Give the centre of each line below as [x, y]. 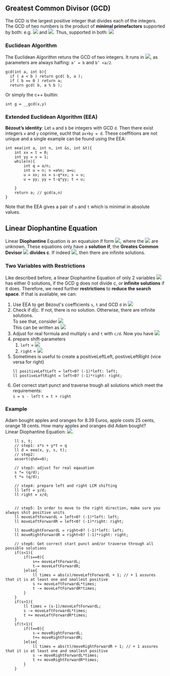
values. [13, 212]
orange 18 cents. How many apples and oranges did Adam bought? [76, 425]
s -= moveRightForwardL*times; [66, 655]
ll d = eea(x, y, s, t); [41, 450]
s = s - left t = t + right [42, 396]
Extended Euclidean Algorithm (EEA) [51, 117]
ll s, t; [24, 441]
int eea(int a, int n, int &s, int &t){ [49, 148]
